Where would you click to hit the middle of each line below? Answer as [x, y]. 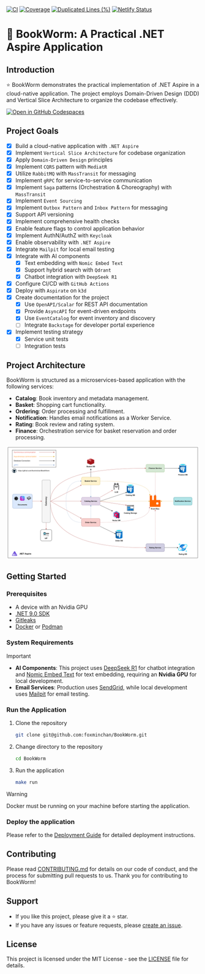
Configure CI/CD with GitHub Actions [62, 284]
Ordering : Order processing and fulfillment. [70, 411]
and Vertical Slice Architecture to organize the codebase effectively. [92, 100]
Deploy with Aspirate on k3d [51, 291]
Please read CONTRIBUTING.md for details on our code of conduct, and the [102, 869]
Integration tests [45, 346]
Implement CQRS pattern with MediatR [61, 166]
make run [26, 782]
